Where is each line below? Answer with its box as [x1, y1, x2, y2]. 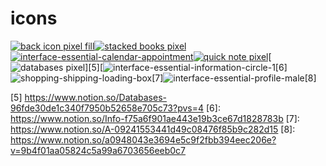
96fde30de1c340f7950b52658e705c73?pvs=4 [10, 102, 205, 114]
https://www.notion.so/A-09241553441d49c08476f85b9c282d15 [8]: [10, 123, 296, 135]
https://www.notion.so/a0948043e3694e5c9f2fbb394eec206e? [10, 133, 277, 146]
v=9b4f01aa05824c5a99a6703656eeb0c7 [10, 144, 187, 156]
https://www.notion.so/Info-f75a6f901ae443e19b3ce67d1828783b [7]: [10, 112, 300, 124]
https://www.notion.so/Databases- [24, 91, 167, 103]
